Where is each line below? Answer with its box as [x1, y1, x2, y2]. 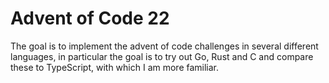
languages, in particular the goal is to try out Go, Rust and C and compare [10, 50, 314, 62]
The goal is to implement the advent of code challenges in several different [10, 40, 319, 52]
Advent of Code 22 [10, 7, 170, 30]
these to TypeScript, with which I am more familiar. [10, 61, 220, 73]
